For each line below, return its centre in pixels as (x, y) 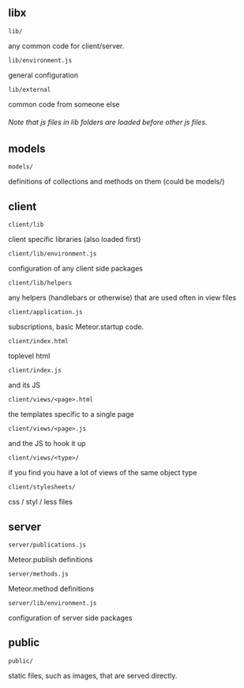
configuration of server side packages (70, 618)
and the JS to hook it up (47, 444)
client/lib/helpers (40, 283)
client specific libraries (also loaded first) (75, 240)
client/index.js (35, 371)
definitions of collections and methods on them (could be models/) (116, 182)
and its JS (24, 385)
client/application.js (45, 312)
